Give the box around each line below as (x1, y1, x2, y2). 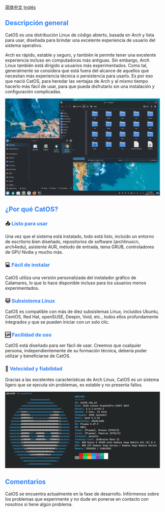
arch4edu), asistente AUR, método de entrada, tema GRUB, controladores (5, 243, 155, 250)
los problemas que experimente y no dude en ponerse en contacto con (5, 496, 149, 502)
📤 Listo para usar (5, 220, 48, 227)
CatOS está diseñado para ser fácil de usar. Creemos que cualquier (5, 342, 141, 348)
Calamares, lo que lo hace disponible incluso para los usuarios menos (5, 280, 146, 286)
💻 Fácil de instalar (5, 262, 50, 269)
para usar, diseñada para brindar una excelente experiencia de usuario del (5, 37, 156, 43)
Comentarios (5, 478, 46, 486)
